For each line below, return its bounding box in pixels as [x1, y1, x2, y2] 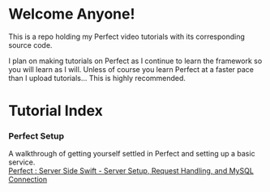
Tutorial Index [8, 102, 104, 120]
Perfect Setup [8, 130, 65, 142]
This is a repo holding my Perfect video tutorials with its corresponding [8, 32, 246, 41]
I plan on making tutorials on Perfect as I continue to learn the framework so [8, 56, 263, 66]
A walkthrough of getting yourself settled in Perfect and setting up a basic [8, 149, 255, 159]
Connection [8, 175, 47, 185]
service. [8, 157, 36, 167]
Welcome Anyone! [8, 5, 135, 23]
